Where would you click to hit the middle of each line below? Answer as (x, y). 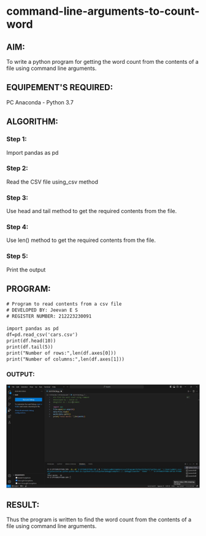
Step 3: (17, 198)
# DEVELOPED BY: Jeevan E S (42, 310)
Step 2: (17, 168)
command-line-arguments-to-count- (103, 11)
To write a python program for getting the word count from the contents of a (103, 62)
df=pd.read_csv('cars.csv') (42, 335)
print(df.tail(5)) (30, 347)
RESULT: (23, 505)
